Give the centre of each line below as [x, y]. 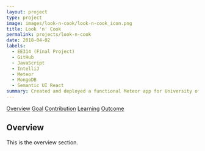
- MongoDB [24, 80]
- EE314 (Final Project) [43, 52]
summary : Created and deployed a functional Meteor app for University [99, 91]
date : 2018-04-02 [28, 40]
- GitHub [23, 57]
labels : [16, 46]
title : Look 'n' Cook [34, 29]
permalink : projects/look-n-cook [49, 35]
